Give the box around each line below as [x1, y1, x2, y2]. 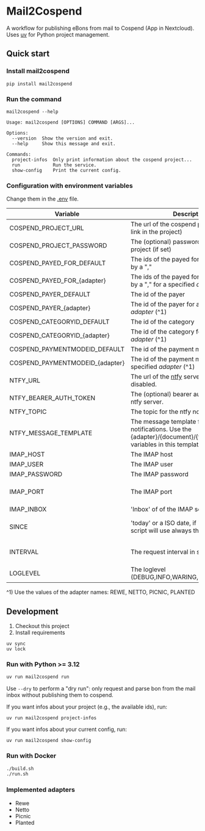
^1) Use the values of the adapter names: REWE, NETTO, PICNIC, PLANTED [6, 588, 195, 596]
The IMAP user [130, 460, 173, 469]
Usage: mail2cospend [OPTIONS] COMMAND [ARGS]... [6, 119, 135, 126]
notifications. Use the [130, 425, 192, 433]
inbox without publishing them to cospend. [6, 691, 114, 699]
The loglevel [130, 565, 166, 574]
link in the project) [130, 227, 183, 236]
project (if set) [130, 245, 172, 254]
